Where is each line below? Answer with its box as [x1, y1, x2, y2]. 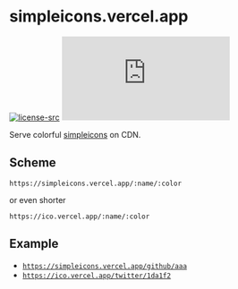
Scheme [9, 155, 56, 171]
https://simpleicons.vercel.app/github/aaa [21, 261, 188, 270]
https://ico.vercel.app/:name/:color [9, 212, 150, 221]
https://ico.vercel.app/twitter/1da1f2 [21, 271, 172, 280]
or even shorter [9, 194, 66, 205]
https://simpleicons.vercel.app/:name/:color [9, 179, 182, 188]
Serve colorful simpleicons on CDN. [9, 129, 141, 140]
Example [9, 236, 59, 251]
